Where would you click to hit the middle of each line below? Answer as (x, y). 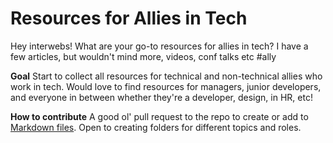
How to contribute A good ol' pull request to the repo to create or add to (159, 116)
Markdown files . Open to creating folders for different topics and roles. (156, 127)
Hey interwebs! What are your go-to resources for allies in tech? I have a (159, 46)
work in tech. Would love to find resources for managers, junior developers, (166, 86)
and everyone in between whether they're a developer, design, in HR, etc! (161, 97)
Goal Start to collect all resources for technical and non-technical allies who (166, 76)
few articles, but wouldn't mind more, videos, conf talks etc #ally (143, 56)
